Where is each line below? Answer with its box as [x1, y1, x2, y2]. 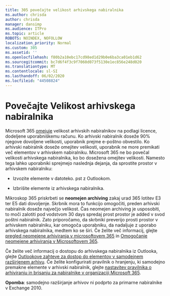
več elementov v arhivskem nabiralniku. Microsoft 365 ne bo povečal [5, 149, 150, 155]
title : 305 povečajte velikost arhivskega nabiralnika [5, 7, 124, 13]
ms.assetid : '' [5, 50, 38, 55]
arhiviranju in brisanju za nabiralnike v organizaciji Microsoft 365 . [5, 270, 141, 276]
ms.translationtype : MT [5, 64, 56, 69]
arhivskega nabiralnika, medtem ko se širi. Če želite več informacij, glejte [5, 227, 158, 234]
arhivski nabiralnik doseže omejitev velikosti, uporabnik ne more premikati [5, 144, 160, 150]
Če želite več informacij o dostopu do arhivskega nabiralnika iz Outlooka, [5, 248, 158, 254]
